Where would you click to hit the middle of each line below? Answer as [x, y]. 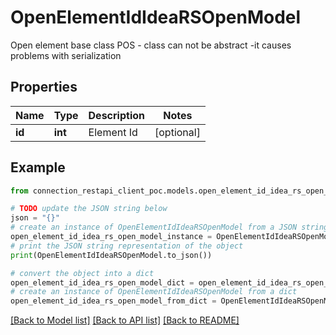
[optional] [177, 132]
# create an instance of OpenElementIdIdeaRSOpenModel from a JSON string [169, 227]
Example [38, 167]
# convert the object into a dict [82, 273]
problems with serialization [66, 55]
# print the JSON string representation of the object [127, 246]
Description [116, 115]
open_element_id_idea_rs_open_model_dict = [102, 282]
